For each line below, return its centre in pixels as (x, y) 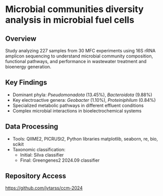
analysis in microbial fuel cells (70, 20)
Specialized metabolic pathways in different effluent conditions (78, 105)
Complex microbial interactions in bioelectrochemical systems (77, 111)
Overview (21, 39)
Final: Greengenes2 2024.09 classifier (60, 160)
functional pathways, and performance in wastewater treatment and (76, 61)
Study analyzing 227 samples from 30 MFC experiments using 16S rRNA (80, 51)
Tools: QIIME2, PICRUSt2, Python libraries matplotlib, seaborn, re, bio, (85, 139)
